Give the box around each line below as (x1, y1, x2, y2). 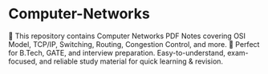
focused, (8, 56, 38, 66)
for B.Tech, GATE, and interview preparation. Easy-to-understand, (8, 48, 226, 57)
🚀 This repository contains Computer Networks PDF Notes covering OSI (8, 31, 246, 41)
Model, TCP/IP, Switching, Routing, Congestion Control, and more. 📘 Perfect (8, 39, 260, 49)
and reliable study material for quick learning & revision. (39, 56, 223, 66)
